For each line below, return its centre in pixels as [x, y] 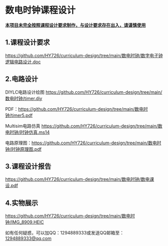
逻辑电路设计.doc [23, 62]
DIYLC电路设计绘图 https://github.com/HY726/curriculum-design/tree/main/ [84, 92]
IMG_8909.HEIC [28, 222]
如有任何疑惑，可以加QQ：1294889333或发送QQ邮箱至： [65, 233]
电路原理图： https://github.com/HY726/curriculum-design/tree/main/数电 [81, 143]
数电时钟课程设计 [41, 10]
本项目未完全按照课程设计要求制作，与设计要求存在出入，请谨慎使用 [75, 25]
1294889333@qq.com [28, 238]
